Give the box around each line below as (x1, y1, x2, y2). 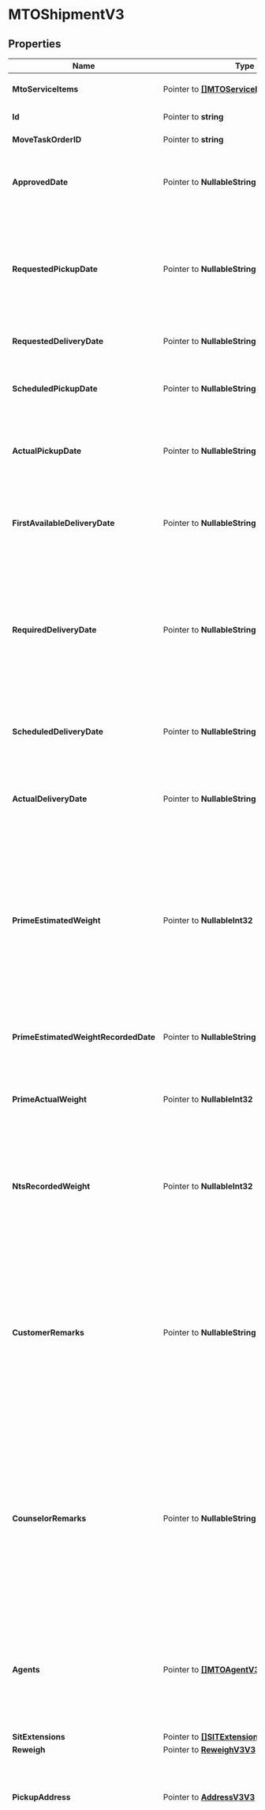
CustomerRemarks (12, 1327, 84, 1338)
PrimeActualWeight (12, 1094, 87, 1105)
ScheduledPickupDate (12, 384, 98, 394)
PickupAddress (12, 1792, 71, 1802)
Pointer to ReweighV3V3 (162, 1744, 256, 1755)
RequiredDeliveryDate (12, 625, 97, 635)
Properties (8, 37, 62, 51)
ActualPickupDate (12, 445, 81, 456)
